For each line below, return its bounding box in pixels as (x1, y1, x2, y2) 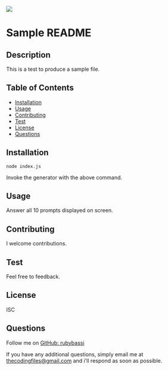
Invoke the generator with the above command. (6, 173, 123, 181)
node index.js (6, 163, 42, 169)
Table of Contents (6, 83, 74, 93)
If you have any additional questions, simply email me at (6, 350, 144, 357)
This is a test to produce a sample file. (6, 66, 100, 73)
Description (6, 49, 51, 60)
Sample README (6, 26, 92, 40)
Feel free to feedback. (6, 273, 61, 280)
